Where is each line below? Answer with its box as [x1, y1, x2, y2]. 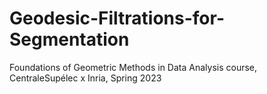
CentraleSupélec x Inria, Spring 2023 [9, 72, 162, 84]
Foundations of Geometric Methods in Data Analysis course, [9, 61, 258, 73]
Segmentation [9, 28, 130, 51]
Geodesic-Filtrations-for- [9, 7, 225, 30]
